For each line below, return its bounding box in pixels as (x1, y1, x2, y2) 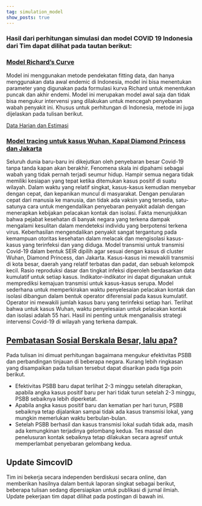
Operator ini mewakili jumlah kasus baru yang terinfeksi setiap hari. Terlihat (6, 299, 193, 306)
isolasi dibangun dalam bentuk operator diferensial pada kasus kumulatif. (6, 293, 188, 300)
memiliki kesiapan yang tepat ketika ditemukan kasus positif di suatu (6, 177, 177, 184)
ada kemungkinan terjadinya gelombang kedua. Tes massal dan (14, 427, 173, 434)
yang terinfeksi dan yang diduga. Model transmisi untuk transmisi (22, 242, 185, 249)
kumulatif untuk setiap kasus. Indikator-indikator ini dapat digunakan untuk (6, 273, 192, 281)
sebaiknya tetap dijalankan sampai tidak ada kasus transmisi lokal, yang (14, 408, 194, 415)
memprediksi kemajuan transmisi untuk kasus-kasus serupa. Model (6, 280, 174, 287)
